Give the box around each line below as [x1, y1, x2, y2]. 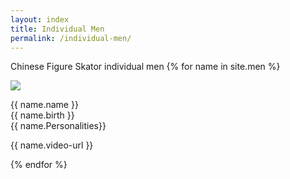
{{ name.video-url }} [10, 139, 94, 151]
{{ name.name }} [10, 99, 79, 111]
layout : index [10, 14, 70, 25]
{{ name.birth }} [10, 109, 75, 121]
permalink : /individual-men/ [10, 33, 132, 43]
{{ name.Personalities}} [10, 120, 107, 132]
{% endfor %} [10, 159, 68, 171]
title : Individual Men [10, 24, 105, 34]
